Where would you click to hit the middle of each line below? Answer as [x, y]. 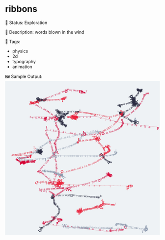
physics [20, 51]
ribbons [21, 9]
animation [22, 67]
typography [24, 61]
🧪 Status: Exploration [26, 23]
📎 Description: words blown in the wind [45, 32]
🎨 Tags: [13, 41]
